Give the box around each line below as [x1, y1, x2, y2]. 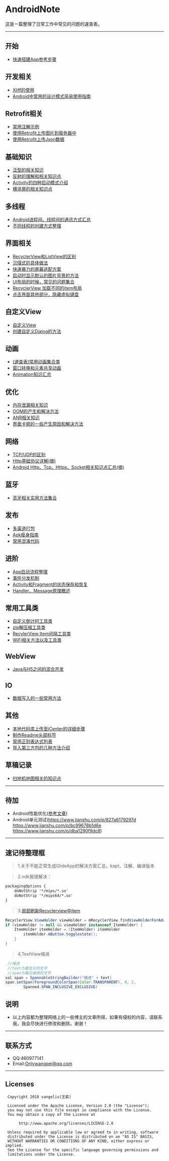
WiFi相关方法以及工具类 [12, 637, 62, 643]
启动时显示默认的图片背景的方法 [12, 272, 79, 278]
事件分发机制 [12, 575, 39, 581]
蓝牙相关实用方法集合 [12, 494, 57, 501]
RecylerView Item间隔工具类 [12, 631, 71, 637]
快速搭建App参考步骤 [12, 56, 57, 62]
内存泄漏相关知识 [12, 402, 48, 408]
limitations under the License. [7, 1151, 75, 1157]
